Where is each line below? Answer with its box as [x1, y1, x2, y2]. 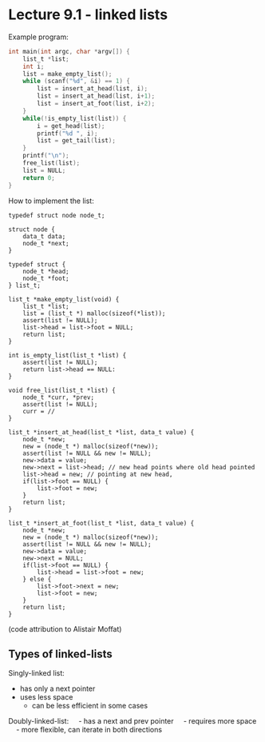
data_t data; [22, 232, 66, 241]
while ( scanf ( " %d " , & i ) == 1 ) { [22, 78, 130, 86]
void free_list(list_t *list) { [8, 386, 116, 394]
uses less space [19, 692, 73, 702]
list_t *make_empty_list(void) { [8, 295, 120, 303]
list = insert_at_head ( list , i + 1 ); [37, 92, 156, 101]
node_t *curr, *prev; [22, 393, 94, 401]
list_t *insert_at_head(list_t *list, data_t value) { [8, 428, 195, 437]
